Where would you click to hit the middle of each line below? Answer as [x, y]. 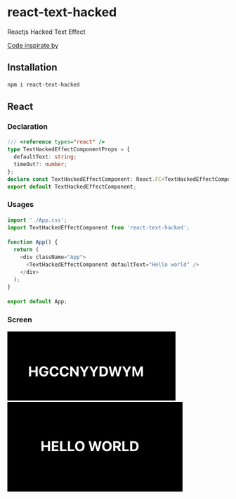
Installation [32, 68]
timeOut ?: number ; [41, 164]
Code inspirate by [33, 45]
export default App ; [38, 302]
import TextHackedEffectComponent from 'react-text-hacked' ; [99, 227]
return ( [26, 250]
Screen [20, 320]
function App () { [33, 242]
